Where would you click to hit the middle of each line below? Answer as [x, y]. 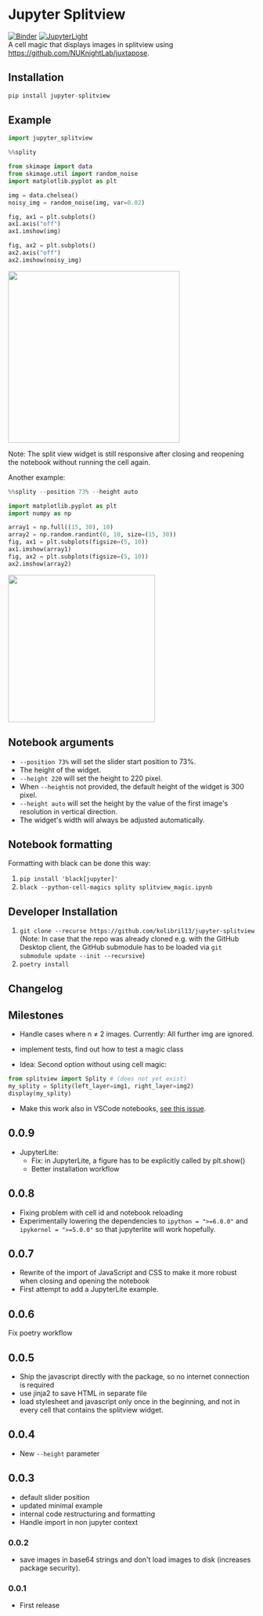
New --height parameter [59, 1453]
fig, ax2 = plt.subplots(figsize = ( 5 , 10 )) [78, 556]
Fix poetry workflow [40, 1333]
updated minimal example [61, 1505]
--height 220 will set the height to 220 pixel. [91, 778]
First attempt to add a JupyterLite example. [89, 1289]
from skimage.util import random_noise [73, 174]
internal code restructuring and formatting [87, 1514]
